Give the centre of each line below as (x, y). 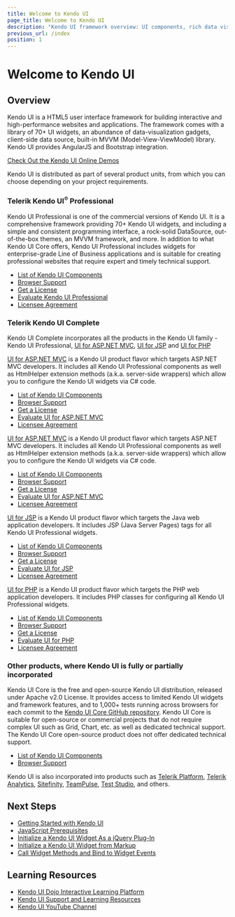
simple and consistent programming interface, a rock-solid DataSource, (110, 231)
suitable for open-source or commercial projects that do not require (105, 720)
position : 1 (24, 40)
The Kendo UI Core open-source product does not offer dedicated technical (117, 735)
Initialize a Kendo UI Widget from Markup (77, 845)
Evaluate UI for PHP (46, 640)
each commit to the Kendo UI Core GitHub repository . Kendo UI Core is (109, 712)
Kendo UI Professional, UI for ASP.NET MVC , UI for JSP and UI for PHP (109, 346)
